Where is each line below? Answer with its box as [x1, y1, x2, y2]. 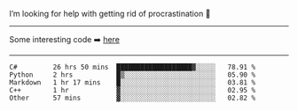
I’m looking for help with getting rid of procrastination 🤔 [9, 9, 211, 18]
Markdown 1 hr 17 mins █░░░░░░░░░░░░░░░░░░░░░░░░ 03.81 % [9, 78, 255, 87]
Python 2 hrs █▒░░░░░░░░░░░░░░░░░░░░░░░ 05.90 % [9, 70, 255, 79]
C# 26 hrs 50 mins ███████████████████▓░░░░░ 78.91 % [9, 63, 255, 71]
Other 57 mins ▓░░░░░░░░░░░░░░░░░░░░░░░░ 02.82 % [9, 93, 255, 102]
